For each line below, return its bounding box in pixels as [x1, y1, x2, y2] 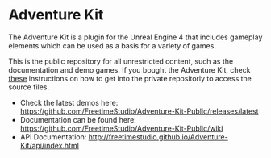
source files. [8, 82, 50, 92]
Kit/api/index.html [19, 140, 79, 150]
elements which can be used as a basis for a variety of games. [8, 40, 216, 50]
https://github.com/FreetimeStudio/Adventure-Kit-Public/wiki [19, 123, 223, 133]
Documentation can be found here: [19, 114, 137, 124]
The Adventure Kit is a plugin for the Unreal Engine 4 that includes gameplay [8, 32, 263, 42]
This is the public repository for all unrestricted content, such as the [8, 56, 234, 66]
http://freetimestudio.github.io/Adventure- [88, 131, 228, 142]
